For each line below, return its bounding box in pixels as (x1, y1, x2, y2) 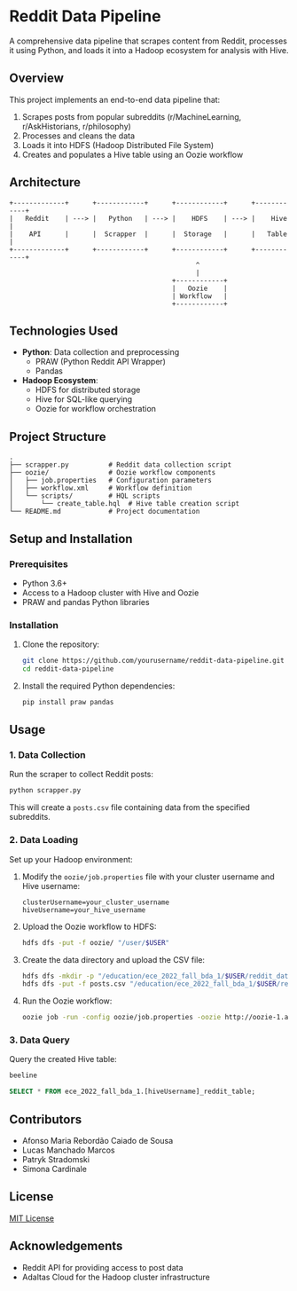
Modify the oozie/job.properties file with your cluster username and (21, 871, 275, 882)
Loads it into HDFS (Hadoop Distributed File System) (21, 139, 215, 150)
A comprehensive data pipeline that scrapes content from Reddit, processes (9, 35, 288, 46)
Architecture (9, 175, 82, 190)
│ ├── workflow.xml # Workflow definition (9, 484, 192, 493)
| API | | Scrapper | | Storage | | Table (9, 229, 288, 239)
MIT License (9, 1213, 55, 1224)
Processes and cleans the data (21, 130, 136, 141)
